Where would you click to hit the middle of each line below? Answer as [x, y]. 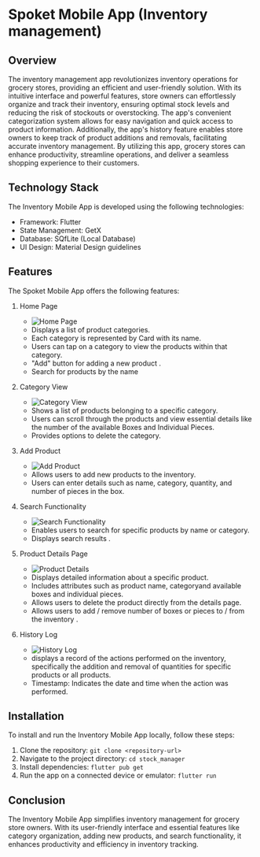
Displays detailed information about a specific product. [120, 577]
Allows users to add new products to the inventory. [114, 474]
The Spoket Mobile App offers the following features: [94, 291]
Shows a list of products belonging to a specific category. [125, 410]
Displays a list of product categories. [91, 329]
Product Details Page [53, 554]
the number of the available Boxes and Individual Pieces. [123, 427]
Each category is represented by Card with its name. [116, 338]
